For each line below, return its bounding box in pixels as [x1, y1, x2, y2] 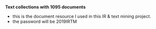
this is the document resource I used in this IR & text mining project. [12, 14, 151, 19]
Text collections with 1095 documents [5, 4, 86, 10]
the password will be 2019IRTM [12, 19, 77, 24]
